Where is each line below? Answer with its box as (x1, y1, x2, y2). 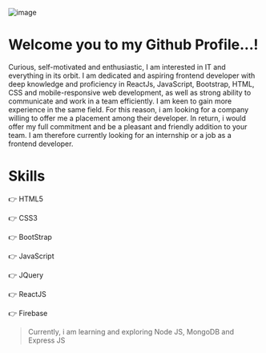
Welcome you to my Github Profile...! (8, 36, 259, 54)
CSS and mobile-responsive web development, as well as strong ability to (8, 87, 252, 97)
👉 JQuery (8, 270, 44, 280)
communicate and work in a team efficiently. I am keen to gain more (8, 96, 232, 106)
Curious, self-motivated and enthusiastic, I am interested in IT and (8, 62, 226, 71)
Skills (8, 167, 46, 185)
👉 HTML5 (8, 193, 44, 204)
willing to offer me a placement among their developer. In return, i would (8, 113, 247, 123)
